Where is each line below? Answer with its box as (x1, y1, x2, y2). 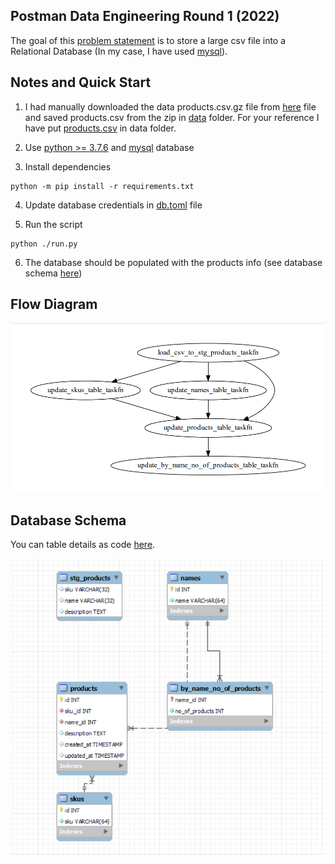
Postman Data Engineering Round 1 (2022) (10, 8, 280, 25)
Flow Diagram (10, 296, 98, 313)
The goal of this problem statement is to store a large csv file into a (10, 34, 287, 46)
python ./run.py (10, 239, 78, 249)
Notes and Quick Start (10, 74, 152, 91)
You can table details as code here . (10, 539, 156, 551)
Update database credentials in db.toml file (24, 199, 203, 211)
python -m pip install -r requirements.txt (10, 181, 195, 191)
